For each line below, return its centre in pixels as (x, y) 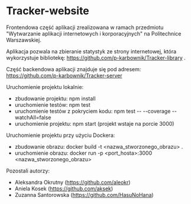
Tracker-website (48, 11)
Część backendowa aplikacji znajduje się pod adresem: (74, 69)
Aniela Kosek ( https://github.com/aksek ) (64, 189)
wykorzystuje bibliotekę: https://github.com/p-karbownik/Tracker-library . (96, 58)
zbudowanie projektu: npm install (55, 98)
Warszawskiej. (24, 40)
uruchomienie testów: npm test (52, 104)
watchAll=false (33, 117)
